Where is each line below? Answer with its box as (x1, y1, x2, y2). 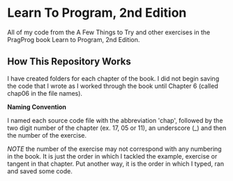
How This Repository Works (7, 56, 131, 68)
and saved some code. (7, 166, 73, 175)
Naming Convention (7, 103, 67, 111)
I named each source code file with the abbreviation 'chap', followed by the (7, 116, 223, 124)
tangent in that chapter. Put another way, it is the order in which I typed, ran (7, 159, 225, 168)
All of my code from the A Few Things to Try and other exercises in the (7, 28, 211, 36)
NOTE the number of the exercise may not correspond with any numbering (7, 145, 222, 153)
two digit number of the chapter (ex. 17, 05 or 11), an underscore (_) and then (7, 124, 227, 132)
